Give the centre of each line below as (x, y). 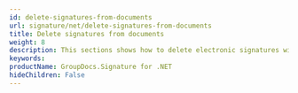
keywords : (27, 58)
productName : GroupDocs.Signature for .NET (91, 67)
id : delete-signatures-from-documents (81, 17)
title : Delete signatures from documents (87, 34)
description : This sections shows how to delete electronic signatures (144, 50)
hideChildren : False (47, 75)
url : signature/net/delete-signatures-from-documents (111, 26)
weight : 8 (27, 42)
